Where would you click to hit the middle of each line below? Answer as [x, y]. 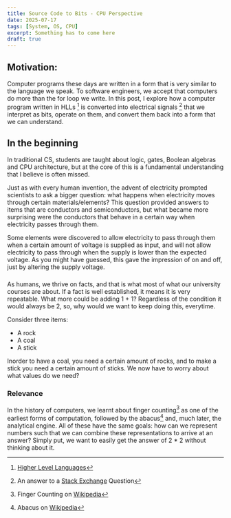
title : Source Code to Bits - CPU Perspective [75, 13]
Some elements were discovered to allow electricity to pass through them [111, 238]
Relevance [25, 394]
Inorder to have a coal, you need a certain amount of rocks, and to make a [112, 361]
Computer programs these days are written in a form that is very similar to [112, 83]
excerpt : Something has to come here [61, 33]
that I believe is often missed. [48, 175]
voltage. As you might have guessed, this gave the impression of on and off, [115, 260]
